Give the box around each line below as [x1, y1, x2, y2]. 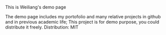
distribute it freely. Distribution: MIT [5, 24, 79, 30]
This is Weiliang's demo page [5, 4, 66, 10]
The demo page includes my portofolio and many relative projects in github [5, 14, 161, 19]
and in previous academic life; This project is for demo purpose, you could [5, 19, 159, 25]
